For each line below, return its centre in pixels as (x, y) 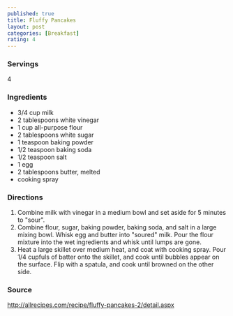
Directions (25, 197)
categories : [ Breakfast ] (43, 33)
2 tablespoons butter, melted (59, 172)
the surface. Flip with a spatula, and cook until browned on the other (115, 264)
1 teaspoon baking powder (55, 142)
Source (20, 289)
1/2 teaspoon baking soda (54, 149)
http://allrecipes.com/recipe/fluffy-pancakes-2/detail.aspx (91, 305)
